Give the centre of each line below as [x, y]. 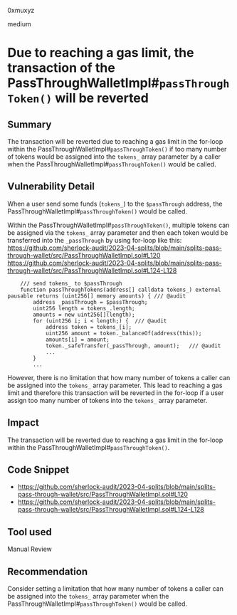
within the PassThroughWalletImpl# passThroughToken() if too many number [117, 149]
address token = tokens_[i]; [89, 327]
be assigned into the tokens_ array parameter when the [88, 596]
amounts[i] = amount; [78, 340]
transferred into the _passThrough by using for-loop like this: [95, 240]
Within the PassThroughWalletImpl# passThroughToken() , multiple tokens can [118, 225]
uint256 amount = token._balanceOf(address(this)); [123, 333]
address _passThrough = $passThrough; [90, 302]
